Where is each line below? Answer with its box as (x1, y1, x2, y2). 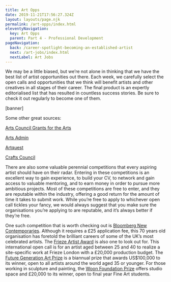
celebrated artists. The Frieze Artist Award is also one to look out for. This (5, 239, 159, 245)
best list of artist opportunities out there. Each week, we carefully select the (5, 74, 164, 80)
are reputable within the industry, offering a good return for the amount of (5, 191, 160, 197)
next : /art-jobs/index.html (10, 50, 70, 55)
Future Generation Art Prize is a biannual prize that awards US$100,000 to (5, 255, 160, 261)
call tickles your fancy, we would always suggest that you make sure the (5, 202, 157, 208)
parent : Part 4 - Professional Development (10, 36, 103, 41)
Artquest (5, 145, 24, 151)
